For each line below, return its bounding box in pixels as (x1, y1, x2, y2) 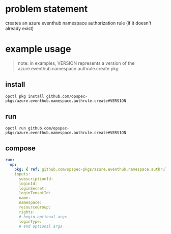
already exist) (5, 25, 34, 31)
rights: (18, 210, 36, 215)
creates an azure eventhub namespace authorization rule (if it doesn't (5, 20, 152, 26)
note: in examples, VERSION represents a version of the (17, 60, 135, 66)
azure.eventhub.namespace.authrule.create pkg (17, 65, 119, 71)
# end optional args (18, 224, 63, 229)
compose (5, 144, 36, 152)
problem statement (5, 3, 88, 15)
